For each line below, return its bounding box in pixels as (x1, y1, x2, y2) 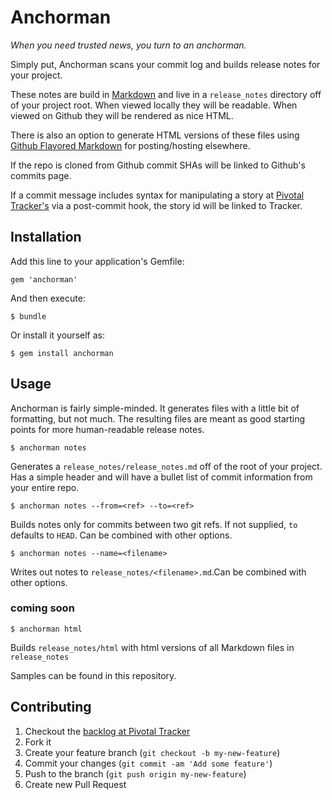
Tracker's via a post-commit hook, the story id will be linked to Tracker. (10, 199, 303, 211)
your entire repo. (10, 481, 80, 493)
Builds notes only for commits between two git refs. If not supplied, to (10, 518, 298, 530)
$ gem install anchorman (10, 348, 114, 358)
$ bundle (10, 311, 47, 321)
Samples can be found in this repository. (10, 669, 177, 681)
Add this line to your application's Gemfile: (10, 255, 185, 267)
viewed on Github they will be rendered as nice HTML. (10, 109, 234, 121)
